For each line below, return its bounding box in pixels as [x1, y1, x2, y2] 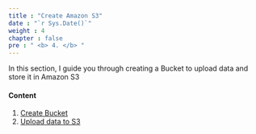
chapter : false [8, 34, 63, 43]
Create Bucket [19, 108, 69, 118]
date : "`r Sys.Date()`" [8, 19, 92, 27]
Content [8, 90, 36, 100]
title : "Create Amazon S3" [8, 11, 103, 20]
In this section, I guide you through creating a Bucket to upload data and [8, 63, 249, 73]
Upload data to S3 [19, 117, 81, 127]
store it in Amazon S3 [8, 72, 80, 82]
